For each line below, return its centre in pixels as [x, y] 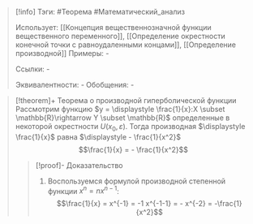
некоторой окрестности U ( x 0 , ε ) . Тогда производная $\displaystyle [130, 127]
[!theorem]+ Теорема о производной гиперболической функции [126, 100]
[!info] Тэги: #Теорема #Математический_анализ [100, 12]
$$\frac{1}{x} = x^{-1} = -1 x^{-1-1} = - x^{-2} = [134, 204]
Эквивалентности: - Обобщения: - [75, 85]
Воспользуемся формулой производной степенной [137, 181]
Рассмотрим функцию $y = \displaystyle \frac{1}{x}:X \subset [120, 109]
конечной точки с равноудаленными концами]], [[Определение [126, 45]
